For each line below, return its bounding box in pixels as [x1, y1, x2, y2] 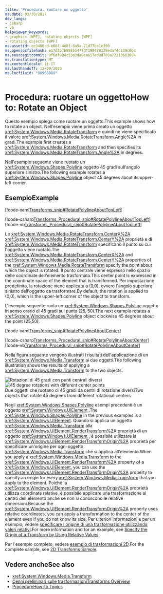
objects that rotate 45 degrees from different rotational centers [5, 392, 131, 398]
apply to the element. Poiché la [5, 480, 67, 486]
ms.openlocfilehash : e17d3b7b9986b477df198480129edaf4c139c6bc [5, 48, 136, 53]
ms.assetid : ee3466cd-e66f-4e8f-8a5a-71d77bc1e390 [5, 43, 110, 48]
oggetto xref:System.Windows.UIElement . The [5, 407, 98, 413]
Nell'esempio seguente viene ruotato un [5, 159, 85, 165]
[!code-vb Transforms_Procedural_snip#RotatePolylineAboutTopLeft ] [5, 221, 142, 227]
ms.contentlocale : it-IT [5, 62, 55, 66]
